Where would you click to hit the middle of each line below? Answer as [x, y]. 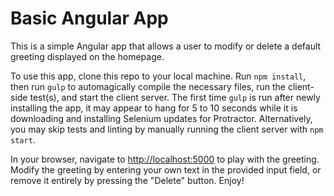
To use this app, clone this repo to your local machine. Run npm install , [158, 76]
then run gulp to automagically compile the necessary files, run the [148, 86]
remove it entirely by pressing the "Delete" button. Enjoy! [127, 180]
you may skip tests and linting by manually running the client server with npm [167, 129]
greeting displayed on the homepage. [87, 56]
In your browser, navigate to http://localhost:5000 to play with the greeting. [165, 159]
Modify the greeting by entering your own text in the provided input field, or [166, 169]
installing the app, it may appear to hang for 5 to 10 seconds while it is [154, 108]
